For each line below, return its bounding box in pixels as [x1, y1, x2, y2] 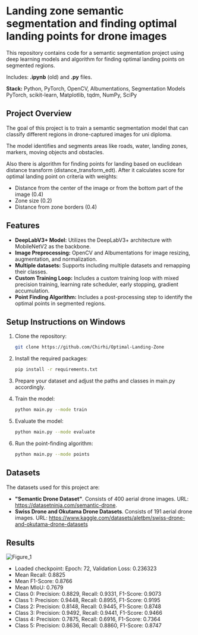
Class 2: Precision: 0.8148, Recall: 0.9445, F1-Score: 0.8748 [14, 603, 162, 610]
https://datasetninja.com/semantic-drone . [14, 502, 118, 509]
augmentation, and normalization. [14, 255, 98, 263]
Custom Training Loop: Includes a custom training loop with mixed [14, 274, 180, 281]
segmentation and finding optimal [6, 17, 177, 30]
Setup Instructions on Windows [6, 317, 126, 327]
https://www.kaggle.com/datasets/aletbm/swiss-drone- [48, 514, 186, 521]
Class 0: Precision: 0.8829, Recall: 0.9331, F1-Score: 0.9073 [14, 590, 162, 597]
